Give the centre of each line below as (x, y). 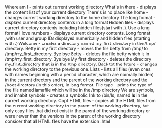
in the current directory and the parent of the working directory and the (76, 80)
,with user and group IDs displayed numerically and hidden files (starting (78, 38)
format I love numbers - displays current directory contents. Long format (78, 33)
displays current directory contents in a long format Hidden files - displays (80, 22)
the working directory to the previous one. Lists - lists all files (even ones (78, 69)
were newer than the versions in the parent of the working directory (73, 116)
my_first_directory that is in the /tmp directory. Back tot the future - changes (81, 64)
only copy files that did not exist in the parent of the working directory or (78, 111)
